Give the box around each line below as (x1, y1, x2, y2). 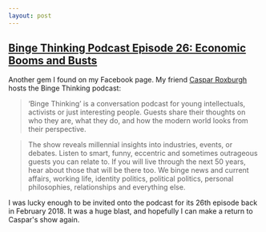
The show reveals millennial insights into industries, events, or (27, 140, 233, 150)
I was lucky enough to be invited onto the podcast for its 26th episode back (8, 198, 258, 208)
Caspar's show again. (8, 215, 80, 225)
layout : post (8, 11, 52, 20)
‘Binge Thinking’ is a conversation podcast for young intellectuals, (27, 99, 246, 109)
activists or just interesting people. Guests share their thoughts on (27, 107, 246, 117)
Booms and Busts (8, 54, 98, 68)
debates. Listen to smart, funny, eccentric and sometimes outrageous (27, 149, 258, 158)
